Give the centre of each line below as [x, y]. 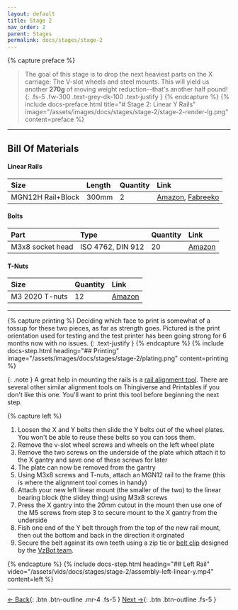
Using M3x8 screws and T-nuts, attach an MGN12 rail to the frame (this [121, 475]
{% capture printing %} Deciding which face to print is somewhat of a [109, 321]
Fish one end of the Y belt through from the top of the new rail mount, [119, 528]
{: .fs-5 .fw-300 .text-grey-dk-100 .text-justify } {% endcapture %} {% [127, 97]
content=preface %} [55, 120]
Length [98, 185]
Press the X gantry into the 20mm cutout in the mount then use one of [120, 505]
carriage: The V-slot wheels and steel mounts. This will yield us [117, 82]
